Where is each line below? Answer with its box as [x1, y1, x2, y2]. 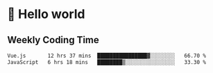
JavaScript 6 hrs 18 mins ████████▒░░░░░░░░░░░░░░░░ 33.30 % [7, 58, 207, 65]
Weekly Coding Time [7, 34, 99, 46]
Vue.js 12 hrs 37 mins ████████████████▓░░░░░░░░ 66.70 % [7, 52, 207, 59]
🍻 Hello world [7, 6, 85, 22]
